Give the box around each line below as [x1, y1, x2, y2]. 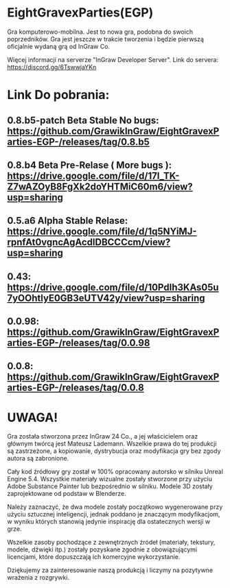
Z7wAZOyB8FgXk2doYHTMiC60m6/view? [7, 180, 194, 192]
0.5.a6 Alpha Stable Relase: [7, 215, 128, 227]
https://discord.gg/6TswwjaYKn [7, 63, 97, 71]
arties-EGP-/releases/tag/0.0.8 [7, 382, 144, 394]
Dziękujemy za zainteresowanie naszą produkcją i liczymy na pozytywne [7, 566, 214, 574]
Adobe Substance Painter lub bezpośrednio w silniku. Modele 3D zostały [7, 482, 213, 490]
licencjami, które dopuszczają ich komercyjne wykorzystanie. [7, 553, 181, 561]
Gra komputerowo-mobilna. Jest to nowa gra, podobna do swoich [7, 28, 194, 36]
